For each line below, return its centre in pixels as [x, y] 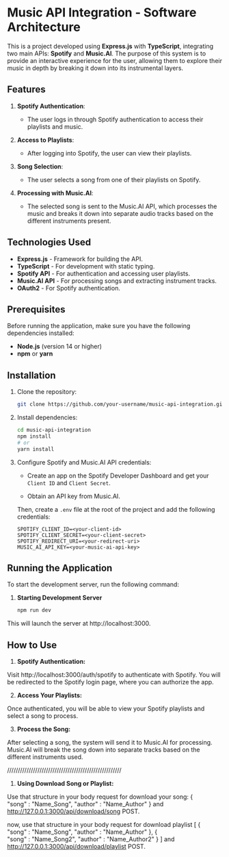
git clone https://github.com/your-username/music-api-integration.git [121, 405]
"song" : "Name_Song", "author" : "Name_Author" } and [85, 804]
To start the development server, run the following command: [93, 584]
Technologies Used [49, 242]
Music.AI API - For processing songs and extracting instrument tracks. [117, 281]
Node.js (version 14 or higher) [59, 347]
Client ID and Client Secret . [69, 483]
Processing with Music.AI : [55, 192]
